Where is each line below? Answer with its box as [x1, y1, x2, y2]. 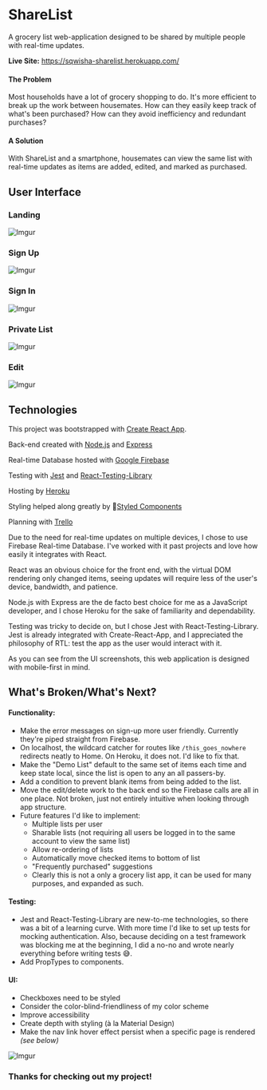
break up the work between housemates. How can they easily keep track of [8, 101, 257, 110]
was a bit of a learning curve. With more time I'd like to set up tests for [19, 923, 251, 933]
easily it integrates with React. [8, 550, 108, 559]
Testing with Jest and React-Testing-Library [8, 471, 153, 480]
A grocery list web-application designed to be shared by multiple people [8, 32, 245, 42]
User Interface [8, 185, 82, 199]
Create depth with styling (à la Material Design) [19, 1019, 175, 1028]
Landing [8, 209, 41, 221]
